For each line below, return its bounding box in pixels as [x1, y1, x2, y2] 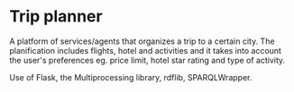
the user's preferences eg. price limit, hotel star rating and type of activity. [9, 54, 286, 65]
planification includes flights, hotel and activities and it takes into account [9, 45, 282, 55]
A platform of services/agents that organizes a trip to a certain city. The [9, 36, 275, 46]
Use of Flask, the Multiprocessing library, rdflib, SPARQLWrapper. [9, 71, 253, 82]
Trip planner [9, 6, 103, 27]
